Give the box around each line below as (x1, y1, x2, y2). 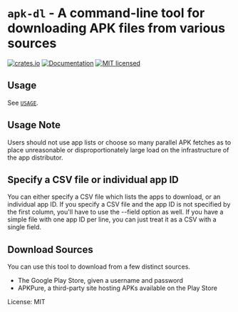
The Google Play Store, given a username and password (17, 276, 184, 285)
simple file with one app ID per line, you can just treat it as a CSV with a (7, 215, 217, 224)
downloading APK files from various (7, 20, 226, 36)
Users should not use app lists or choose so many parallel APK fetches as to (7, 137, 232, 147)
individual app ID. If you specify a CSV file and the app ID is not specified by (7, 200, 231, 209)
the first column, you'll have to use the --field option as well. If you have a (7, 208, 224, 217)
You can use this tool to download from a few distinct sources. (7, 262, 191, 271)
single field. (7, 223, 41, 232)
